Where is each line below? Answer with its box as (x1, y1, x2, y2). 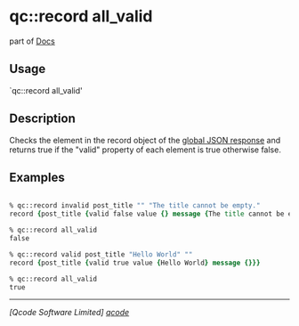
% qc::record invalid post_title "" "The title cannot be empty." (9, 201, 261, 210)
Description (9, 111, 76, 126)
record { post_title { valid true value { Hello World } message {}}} (9, 258, 261, 267)
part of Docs (9, 36, 55, 46)
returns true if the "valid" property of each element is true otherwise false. (9, 144, 282, 155)
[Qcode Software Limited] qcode (9, 307, 130, 318)
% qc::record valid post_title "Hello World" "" (9, 249, 193, 259)
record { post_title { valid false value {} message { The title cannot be (9, 209, 285, 219)
